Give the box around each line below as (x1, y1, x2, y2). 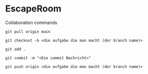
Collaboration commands (5, 19, 57, 25)
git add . (5, 46, 26, 51)
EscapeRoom (5, 3, 61, 14)
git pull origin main (5, 29, 51, 34)
